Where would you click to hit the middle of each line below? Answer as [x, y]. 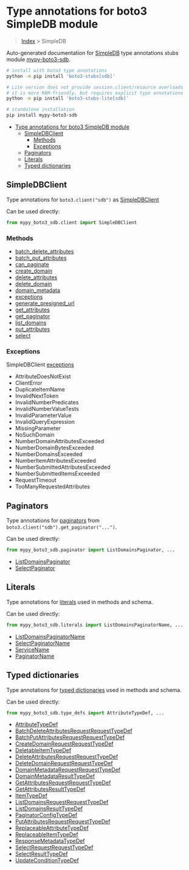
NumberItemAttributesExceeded [55, 461]
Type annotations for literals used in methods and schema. [80, 602]
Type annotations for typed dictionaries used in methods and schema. [94, 690]
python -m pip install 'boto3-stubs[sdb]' [61, 76]
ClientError [29, 383]
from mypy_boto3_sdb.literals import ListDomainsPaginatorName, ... [95, 625]
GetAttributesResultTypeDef [50, 789]
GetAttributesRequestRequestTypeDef [63, 783]
